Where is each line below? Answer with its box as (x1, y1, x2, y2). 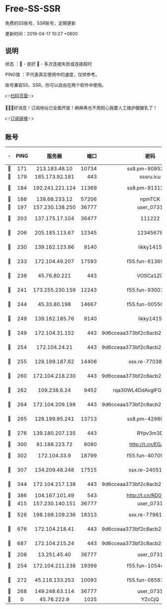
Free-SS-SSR (5, 3, 61, 14)
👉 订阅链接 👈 (5, 115, 34, 121)
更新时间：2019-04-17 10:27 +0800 (5, 30, 78, 36)
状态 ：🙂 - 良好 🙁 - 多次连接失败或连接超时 (5, 61, 92, 67)
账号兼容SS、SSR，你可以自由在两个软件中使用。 (5, 82, 106, 88)
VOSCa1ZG (136, 272, 164, 279)
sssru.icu (139, 173, 161, 180)
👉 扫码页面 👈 (5, 93, 34, 99)
